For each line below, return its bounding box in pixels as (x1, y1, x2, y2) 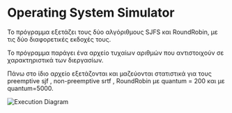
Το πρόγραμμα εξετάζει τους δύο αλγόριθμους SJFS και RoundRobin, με (7, 28, 218, 36)
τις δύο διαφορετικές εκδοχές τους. (7, 35, 111, 43)
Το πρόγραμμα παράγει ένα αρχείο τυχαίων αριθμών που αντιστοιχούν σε (7, 49, 224, 57)
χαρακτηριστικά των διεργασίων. (7, 55, 104, 64)
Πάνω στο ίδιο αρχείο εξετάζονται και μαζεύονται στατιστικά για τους (7, 69, 212, 78)
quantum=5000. (7, 84, 54, 92)
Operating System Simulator (7, 5, 175, 21)
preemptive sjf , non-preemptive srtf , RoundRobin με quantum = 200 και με (7, 76, 225, 85)
